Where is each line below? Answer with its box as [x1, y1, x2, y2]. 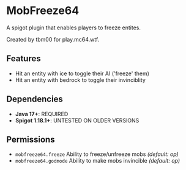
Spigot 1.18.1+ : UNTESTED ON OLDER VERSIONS [15, 117, 139, 124]
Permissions [6, 134, 55, 144]
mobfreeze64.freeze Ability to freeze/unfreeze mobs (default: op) [15, 150, 179, 158]
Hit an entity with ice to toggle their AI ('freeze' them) [15, 70, 150, 77]
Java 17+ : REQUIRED [15, 110, 69, 117]
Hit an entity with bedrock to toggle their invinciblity [15, 76, 146, 83]
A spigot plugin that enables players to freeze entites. [6, 24, 141, 31]
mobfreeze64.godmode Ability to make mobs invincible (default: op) [15, 157, 180, 164]
